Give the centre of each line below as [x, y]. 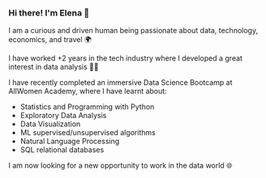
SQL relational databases [62, 150]
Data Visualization [50, 124]
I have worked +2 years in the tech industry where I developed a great [126, 58]
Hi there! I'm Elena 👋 [49, 13]
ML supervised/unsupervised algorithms [88, 133]
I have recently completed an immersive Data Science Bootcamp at [120, 83]
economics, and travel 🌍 [50, 40]
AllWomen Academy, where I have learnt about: [88, 91]
